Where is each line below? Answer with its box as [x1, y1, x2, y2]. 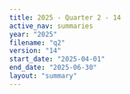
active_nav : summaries [9, 21, 93, 30]
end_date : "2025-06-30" [9, 64, 98, 73]
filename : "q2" [9, 38, 66, 47]
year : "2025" [9, 30, 58, 38]
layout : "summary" [9, 72, 77, 81]
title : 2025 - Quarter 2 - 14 [9, 13, 122, 22]
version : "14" [9, 47, 62, 56]
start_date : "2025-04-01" [9, 55, 105, 64]
